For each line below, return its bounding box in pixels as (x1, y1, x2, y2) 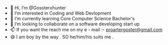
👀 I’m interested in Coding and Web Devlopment (10, 10, 111, 16)
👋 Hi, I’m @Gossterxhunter (10, 5, 66, 11)
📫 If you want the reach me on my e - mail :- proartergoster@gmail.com (10, 27, 163, 32)
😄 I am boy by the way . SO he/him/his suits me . (10, 34, 114, 40)
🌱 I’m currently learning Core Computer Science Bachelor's (10, 16, 135, 21)
